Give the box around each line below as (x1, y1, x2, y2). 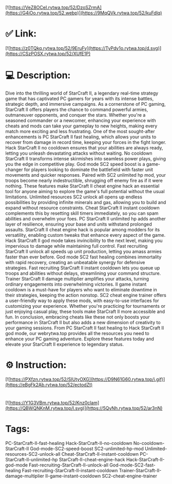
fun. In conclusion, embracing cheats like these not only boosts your (5, 313, 150, 320)
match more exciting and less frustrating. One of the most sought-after (5, 128, 155, 134)
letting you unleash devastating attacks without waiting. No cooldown (5, 150, 152, 156)
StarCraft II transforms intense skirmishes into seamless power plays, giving (5, 155, 166, 161)
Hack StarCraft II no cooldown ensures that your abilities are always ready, (5, 144, 163, 151)
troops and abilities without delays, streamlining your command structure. (5, 270, 161, 276)
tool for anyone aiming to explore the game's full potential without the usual (5, 188, 165, 194)
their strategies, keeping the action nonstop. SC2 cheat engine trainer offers (5, 292, 167, 298)
